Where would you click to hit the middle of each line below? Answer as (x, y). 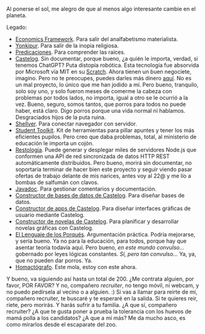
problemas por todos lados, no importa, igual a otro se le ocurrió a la (102, 98)
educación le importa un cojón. (54, 143)
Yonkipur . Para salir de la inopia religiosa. (67, 46)
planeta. (17, 15)
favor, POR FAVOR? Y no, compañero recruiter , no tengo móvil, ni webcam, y (103, 285)
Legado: (17, 27)
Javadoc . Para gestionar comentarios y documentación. (86, 189)
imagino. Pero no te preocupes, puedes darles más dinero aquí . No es (103, 78)
